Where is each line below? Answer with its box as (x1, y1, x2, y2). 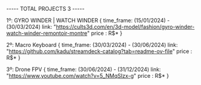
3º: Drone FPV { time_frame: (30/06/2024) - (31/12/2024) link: (6, 66, 162, 73)
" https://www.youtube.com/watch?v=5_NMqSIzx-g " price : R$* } (6, 72, 170, 79)
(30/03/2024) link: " (6, 24, 56, 30)
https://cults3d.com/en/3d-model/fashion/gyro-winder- (56, 24, 195, 30)
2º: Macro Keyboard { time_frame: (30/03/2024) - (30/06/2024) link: (6, 42, 178, 48)
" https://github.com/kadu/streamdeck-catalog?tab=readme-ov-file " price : (6, 48, 193, 55)
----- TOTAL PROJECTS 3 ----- (6, 5, 85, 12)
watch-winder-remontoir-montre (6, 30, 88, 37)
